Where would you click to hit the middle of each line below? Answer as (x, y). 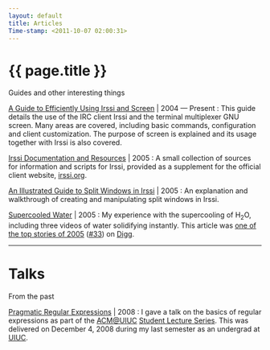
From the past (31, 296)
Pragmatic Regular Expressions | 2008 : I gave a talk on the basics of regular (135, 312)
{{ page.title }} (58, 70)
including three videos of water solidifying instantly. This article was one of (133, 225)
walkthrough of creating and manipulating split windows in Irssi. (114, 200)
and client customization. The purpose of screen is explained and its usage (133, 134)
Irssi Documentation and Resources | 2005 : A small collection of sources (130, 159)
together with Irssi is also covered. (65, 142)
